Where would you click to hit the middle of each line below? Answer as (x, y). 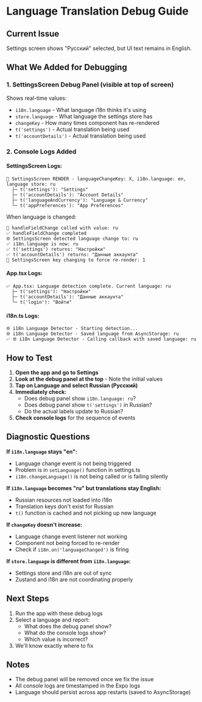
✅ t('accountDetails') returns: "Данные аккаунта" (72, 254)
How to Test (30, 358)
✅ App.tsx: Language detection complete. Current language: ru (89, 286)
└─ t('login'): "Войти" (42, 303)
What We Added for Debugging (67, 67)
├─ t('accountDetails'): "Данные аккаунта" (68, 297)
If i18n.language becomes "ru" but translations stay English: (84, 488)
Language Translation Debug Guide (97, 11)
